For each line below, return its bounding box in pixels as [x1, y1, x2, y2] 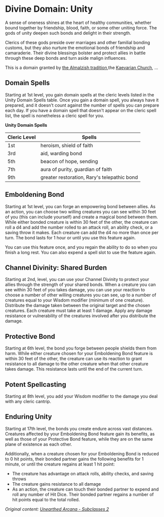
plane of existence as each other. [5, 441, 72, 447]
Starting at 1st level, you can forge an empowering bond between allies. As [5, 203, 156, 209]
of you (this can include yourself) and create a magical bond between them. [5, 214, 158, 220]
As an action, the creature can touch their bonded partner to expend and [12, 486, 159, 492]
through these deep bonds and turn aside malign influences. [5, 55, 127, 61]
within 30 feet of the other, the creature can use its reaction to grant [5, 356, 142, 362]
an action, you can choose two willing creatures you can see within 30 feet [5, 209, 156, 214]
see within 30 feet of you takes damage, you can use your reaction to [5, 287, 145, 293]
